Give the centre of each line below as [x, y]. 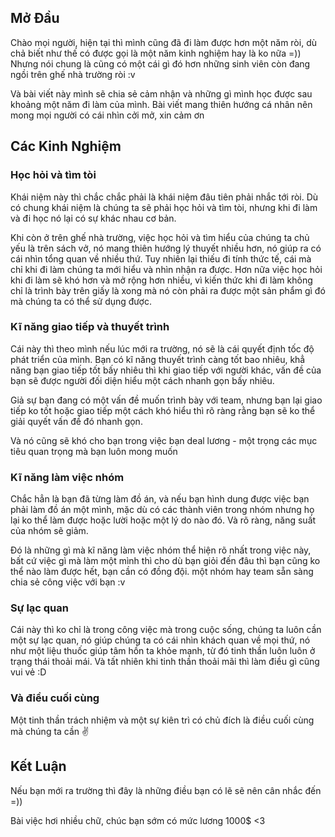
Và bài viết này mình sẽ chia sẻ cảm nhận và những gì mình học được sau [161, 93]
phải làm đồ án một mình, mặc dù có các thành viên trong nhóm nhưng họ [162, 510]
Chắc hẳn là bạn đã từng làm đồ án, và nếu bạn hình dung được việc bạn [160, 499]
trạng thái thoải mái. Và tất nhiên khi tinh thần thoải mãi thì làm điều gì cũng [165, 662]
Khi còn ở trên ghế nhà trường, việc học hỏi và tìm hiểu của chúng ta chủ [160, 237]
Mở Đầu [35, 18]
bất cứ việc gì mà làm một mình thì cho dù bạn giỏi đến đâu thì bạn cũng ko [165, 561]
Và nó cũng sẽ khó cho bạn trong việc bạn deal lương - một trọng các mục [164, 440]
